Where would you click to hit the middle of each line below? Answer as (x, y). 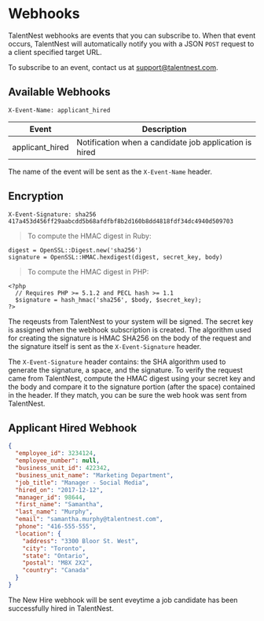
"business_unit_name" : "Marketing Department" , (95, 475)
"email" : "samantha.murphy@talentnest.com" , (89, 520)
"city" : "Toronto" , (54, 548)
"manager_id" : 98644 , (51, 497)
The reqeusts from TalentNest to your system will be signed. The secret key (131, 321)
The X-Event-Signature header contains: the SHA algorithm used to (117, 362)
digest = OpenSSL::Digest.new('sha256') (75, 250)
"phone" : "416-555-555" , (56, 527)
